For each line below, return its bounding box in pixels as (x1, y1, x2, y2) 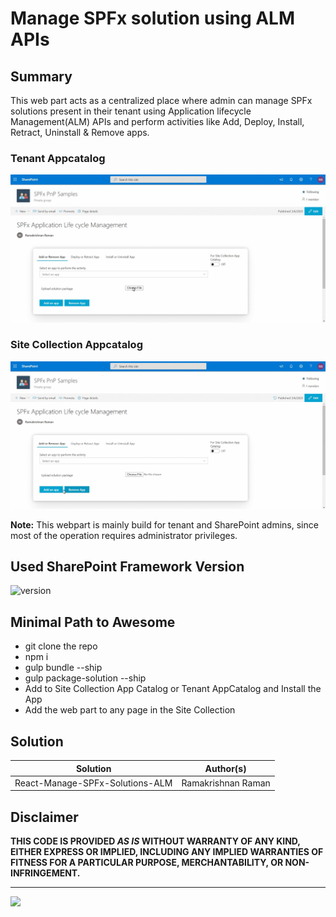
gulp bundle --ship (24, 662, 103, 674)
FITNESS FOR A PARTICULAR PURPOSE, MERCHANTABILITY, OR (10, 857, 284, 869)
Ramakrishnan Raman (181, 777, 271, 789)
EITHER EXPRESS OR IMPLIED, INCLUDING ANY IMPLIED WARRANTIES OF (10, 846, 324, 858)
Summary (10, 68, 73, 85)
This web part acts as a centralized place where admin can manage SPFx (10, 95, 313, 106)
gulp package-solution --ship (24, 672, 147, 684)
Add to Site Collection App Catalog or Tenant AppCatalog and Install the (24, 683, 322, 695)
